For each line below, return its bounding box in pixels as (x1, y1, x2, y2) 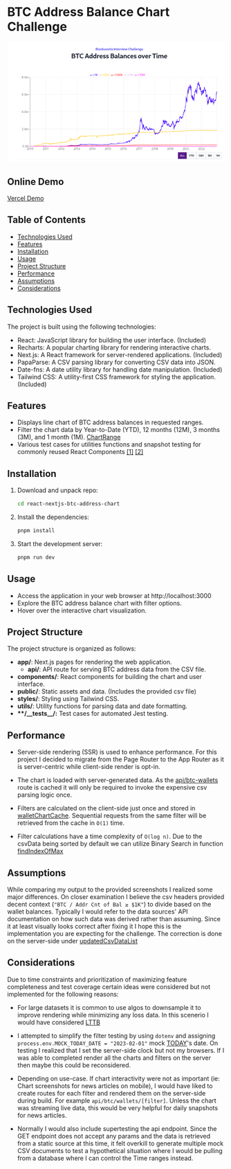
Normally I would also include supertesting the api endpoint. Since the (17, 1124, 217, 1132)
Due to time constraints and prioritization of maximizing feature (7, 975, 187, 984)
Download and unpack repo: (17, 486, 98, 495)
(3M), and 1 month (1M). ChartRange (17, 433, 121, 442)
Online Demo (7, 176, 64, 188)
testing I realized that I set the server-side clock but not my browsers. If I (17, 1046, 225, 1054)
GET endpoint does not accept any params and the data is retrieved (17, 1132, 211, 1140)
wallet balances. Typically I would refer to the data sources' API (7, 907, 188, 916)
